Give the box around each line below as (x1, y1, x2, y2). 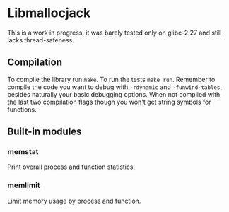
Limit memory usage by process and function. (7, 196, 141, 205)
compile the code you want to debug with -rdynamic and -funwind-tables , (7, 83, 223, 91)
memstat (7, 147, 39, 157)
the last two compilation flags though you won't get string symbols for (7, 98, 211, 106)
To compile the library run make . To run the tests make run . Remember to (7, 75, 216, 83)
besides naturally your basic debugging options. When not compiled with (7, 90, 221, 98)
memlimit (7, 180, 40, 190)
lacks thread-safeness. (7, 35, 74, 44)
